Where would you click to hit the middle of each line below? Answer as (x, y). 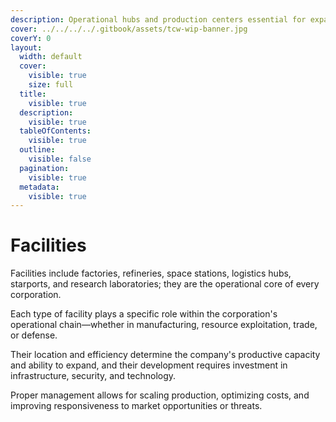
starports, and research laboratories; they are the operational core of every (165, 284)
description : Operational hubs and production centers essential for (158, 19)
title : (33, 94)
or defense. (34, 335)
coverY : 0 (31, 38)
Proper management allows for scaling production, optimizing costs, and (160, 395)
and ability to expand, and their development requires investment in (149, 365)
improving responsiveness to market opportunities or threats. (136, 406)
